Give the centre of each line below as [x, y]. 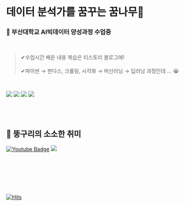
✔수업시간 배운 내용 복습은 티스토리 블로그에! [72, 57]
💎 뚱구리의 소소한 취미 [44, 134]
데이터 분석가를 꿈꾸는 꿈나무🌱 [75, 12]
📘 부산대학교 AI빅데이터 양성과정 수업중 [59, 32]
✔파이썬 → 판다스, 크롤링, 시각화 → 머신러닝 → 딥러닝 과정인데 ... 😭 [100, 71]
